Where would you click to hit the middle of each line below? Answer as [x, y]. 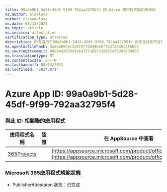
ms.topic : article [24, 28]
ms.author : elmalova [27, 14]
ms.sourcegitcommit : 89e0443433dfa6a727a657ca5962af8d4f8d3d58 [72, 51]
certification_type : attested [37, 38]
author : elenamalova [27, 19]
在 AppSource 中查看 [129, 139]
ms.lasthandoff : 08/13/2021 [34, 65]
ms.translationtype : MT [30, 56]
